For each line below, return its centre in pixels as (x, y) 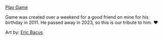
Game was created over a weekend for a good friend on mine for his (77, 17)
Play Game (17, 7)
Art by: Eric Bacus (24, 32)
